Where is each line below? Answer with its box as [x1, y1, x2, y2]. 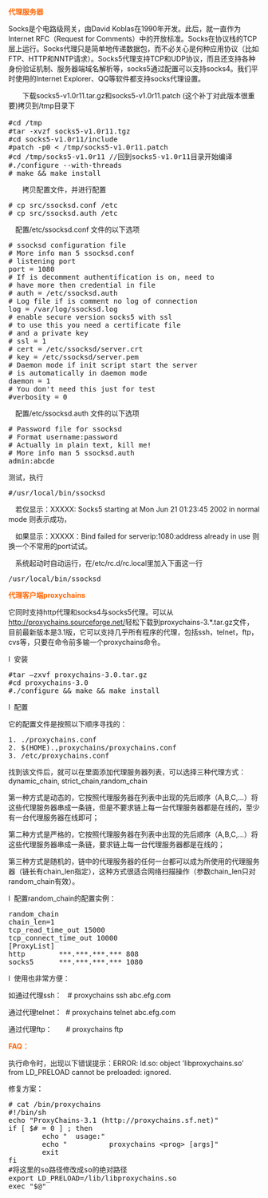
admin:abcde [8, 456, 55, 465]
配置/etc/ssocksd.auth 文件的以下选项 [14, 408, 140, 418]
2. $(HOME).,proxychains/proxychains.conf [8, 743, 177, 752]
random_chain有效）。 [8, 877, 80, 886]
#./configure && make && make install [8, 687, 160, 695]
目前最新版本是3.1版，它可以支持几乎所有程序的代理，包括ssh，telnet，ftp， [8, 627, 258, 637]
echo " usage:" [41, 1132, 105, 1140]
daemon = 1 [8, 376, 51, 385]
